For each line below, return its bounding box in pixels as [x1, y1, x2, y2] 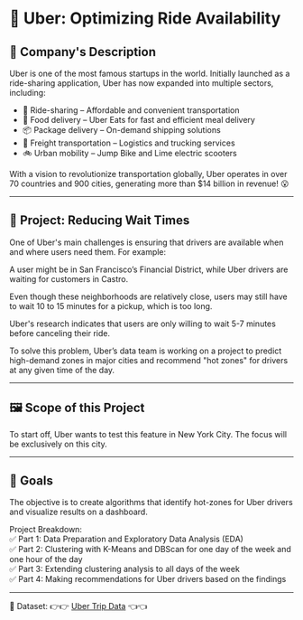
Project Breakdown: [9, 524, 83, 535]
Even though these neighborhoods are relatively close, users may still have [9, 291, 289, 302]
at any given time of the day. [9, 364, 115, 375]
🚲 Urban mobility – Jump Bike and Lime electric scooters [22, 148, 237, 158]
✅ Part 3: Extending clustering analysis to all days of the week [9, 564, 241, 575]
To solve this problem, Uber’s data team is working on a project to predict [9, 345, 282, 356]
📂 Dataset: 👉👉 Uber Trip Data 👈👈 [9, 601, 148, 612]
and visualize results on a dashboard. [9, 506, 149, 518]
